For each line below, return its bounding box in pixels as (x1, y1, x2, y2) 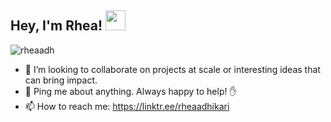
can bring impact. (24, 74, 98, 86)
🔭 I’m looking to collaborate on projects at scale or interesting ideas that (24, 63, 321, 75)
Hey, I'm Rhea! (10, 17, 103, 35)
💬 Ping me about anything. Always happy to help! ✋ (24, 85, 237, 97)
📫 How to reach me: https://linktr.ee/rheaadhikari (24, 100, 230, 112)
